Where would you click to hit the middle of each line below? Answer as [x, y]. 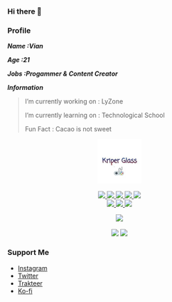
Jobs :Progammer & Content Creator [63, 74]
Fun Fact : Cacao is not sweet [68, 129]
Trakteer [30, 283]
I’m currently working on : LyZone [74, 101]
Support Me [28, 253]
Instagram [32, 268]
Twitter [28, 276]
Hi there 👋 [25, 11]
